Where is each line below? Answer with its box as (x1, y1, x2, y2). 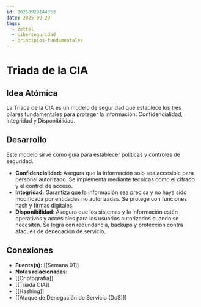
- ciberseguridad (12, 32, 56, 38)
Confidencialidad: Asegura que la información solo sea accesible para (15, 169, 194, 176)
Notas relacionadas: (15, 268, 68, 275)
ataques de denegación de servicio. (15, 227, 106, 235)
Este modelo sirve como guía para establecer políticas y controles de (6, 151, 180, 158)
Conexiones (6, 245, 53, 256)
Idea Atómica (6, 88, 58, 98)
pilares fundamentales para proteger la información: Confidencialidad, (6, 110, 183, 118)
